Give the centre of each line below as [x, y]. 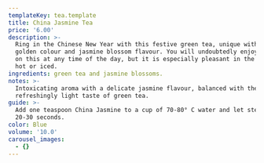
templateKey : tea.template [52, 15]
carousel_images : [37, 139]
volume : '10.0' [33, 132]
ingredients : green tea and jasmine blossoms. [86, 74]
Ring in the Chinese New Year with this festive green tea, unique [128, 45]
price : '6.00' [31, 30]
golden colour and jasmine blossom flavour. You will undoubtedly [126, 52]
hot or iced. [37, 67]
